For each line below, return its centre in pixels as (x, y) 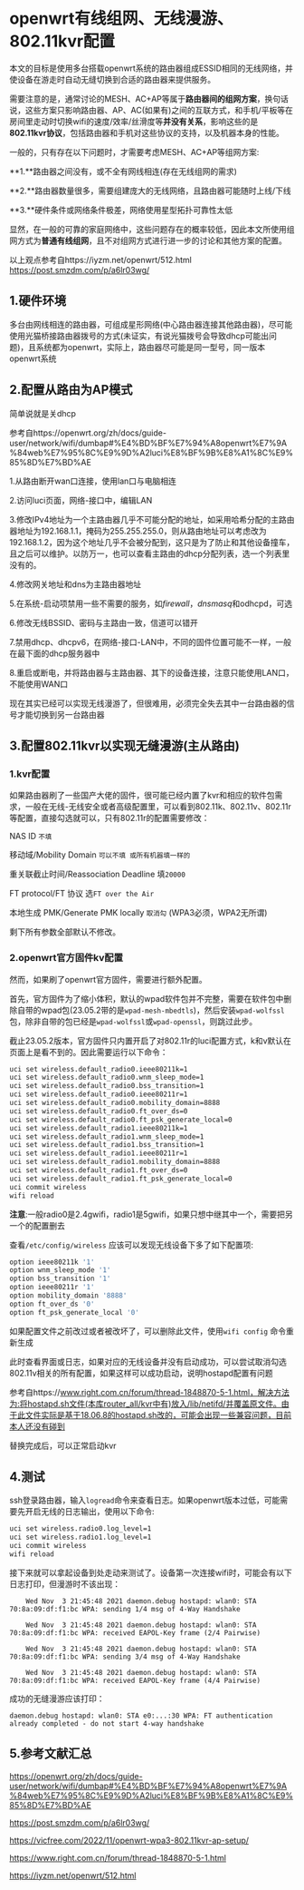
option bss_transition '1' (60, 1279)
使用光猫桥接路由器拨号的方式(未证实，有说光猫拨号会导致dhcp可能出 (139, 336)
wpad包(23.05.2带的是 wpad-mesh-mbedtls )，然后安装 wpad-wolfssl (162, 1010)
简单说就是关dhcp (43, 413)
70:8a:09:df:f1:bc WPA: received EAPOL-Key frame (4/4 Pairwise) (135, 1680)
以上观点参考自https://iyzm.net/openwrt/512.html (100, 260)
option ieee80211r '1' (52, 1288)
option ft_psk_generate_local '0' (75, 1312)
